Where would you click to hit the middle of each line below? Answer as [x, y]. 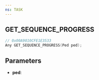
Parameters [23, 61]
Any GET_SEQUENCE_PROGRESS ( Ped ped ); [44, 45]
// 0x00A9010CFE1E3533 [28, 41]
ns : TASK [14, 10]
